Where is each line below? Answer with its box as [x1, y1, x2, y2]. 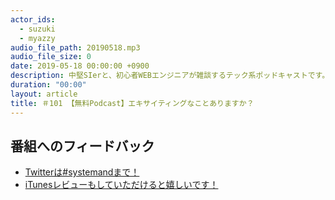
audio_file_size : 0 [10, 52, 92, 62]
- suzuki [19, 24, 56, 34]
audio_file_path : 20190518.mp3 [10, 42, 141, 53]
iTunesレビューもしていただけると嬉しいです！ [24, 179, 219, 191]
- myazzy [19, 33, 56, 43]
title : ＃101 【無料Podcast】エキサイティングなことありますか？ [10, 98, 255, 108]
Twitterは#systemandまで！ [24, 166, 140, 178]
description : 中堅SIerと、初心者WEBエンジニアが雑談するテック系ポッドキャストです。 [10, 71, 330, 81]
